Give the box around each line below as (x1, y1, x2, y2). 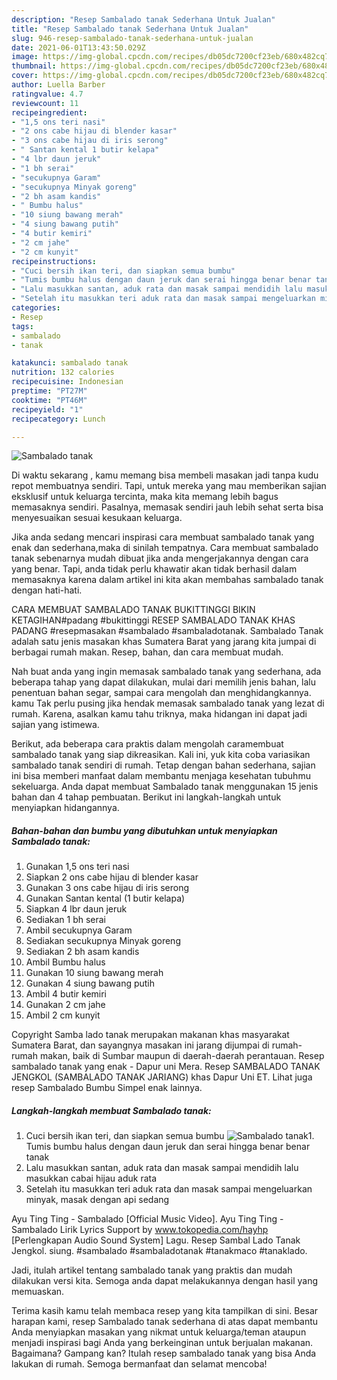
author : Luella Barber (11, 80, 106, 90)
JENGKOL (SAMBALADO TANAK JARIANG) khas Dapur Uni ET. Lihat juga (11, 1071, 313, 1083)
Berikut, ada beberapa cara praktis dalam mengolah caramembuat (11, 738, 284, 750)
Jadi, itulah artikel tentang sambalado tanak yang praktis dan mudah (11, 1264, 293, 1276)
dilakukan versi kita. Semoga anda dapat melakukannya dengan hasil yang (11, 1275, 318, 1287)
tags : (11, 321, 34, 331)
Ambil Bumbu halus (25, 956, 106, 968)
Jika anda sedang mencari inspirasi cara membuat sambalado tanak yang (11, 531, 315, 543)
